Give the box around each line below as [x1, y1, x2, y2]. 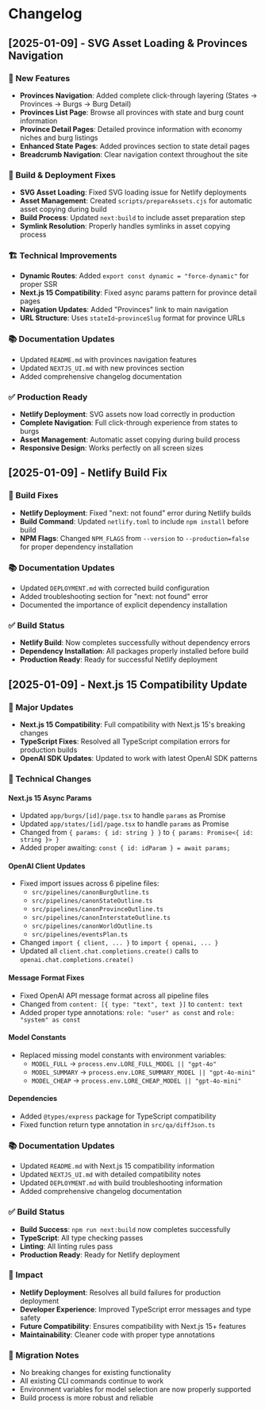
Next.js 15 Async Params [8, 793, 92, 802]
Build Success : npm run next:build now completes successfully [19, 1224, 231, 1234]
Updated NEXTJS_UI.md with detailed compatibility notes [19, 1169, 201, 1180]
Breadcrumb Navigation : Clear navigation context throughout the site [19, 149, 248, 159]
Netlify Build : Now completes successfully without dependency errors [19, 638, 251, 647]
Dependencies [8, 1094, 58, 1103]
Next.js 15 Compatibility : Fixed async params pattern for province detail [19, 288, 257, 298]
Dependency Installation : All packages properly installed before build [19, 647, 248, 656]
